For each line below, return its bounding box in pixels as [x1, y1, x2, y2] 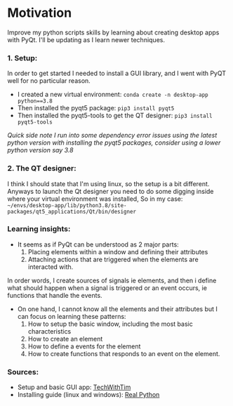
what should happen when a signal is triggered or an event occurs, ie [7, 283, 207, 292]
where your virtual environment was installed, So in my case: [7, 195, 183, 203]
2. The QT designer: [7, 164, 76, 173]
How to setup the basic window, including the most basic [27, 320, 193, 328]
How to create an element [27, 334, 103, 343]
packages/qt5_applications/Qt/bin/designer [7, 208, 137, 215]
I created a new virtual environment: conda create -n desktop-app [17, 90, 208, 99]
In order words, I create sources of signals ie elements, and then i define [7, 276, 217, 284]
